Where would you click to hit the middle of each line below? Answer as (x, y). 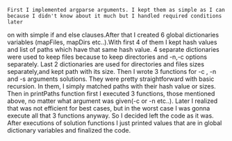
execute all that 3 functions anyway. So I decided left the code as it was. (110, 115)
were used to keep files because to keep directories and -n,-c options (107, 57)
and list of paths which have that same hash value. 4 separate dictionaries (114, 49)
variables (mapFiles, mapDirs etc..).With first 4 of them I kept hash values (112, 42)
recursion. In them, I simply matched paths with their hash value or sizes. (112, 86)
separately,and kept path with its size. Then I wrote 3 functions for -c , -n (112, 72)
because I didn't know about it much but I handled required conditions (115, 16)
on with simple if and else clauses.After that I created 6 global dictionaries (113, 35)
